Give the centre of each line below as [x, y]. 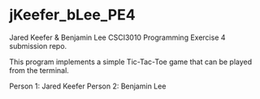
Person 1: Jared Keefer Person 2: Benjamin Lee [88, 86]
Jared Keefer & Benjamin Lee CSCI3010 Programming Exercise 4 [117, 37]
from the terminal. [39, 70]
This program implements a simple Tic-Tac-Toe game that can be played [131, 62]
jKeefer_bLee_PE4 [73, 15]
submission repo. [38, 45]
